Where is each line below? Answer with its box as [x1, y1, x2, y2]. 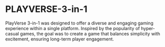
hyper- [141, 25, 155, 31]
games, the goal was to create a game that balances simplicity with [20, 30, 160, 36]
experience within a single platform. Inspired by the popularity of [5, 25, 140, 31]
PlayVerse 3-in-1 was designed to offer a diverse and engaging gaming [5, 20, 153, 26]
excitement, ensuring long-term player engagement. [5, 36, 114, 42]
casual [5, 30, 19, 36]
